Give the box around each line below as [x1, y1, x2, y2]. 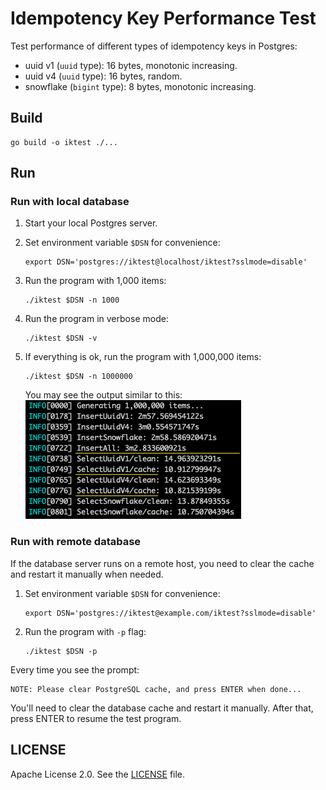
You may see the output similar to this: [24, 389, 183, 401]
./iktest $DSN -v [24, 333, 98, 344]
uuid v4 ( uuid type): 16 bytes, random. [24, 70, 183, 82]
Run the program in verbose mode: [24, 313, 169, 325]
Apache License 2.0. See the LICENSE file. [10, 768, 186, 780]
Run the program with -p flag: [24, 625, 147, 637]
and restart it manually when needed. [10, 568, 164, 580]
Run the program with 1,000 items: [24, 275, 167, 287]
